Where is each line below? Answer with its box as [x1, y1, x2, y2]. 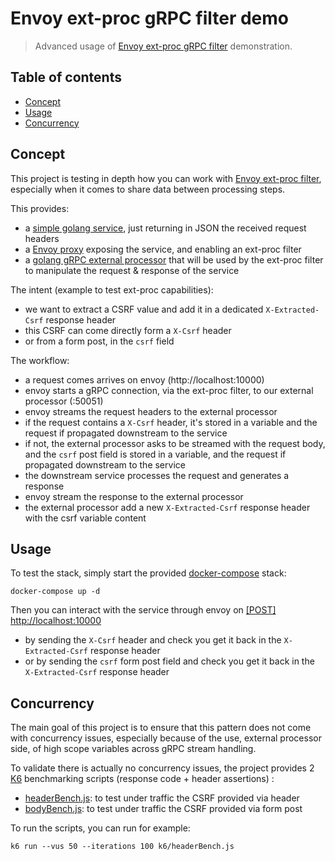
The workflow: [10, 354, 70, 366]
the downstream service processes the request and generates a [24, 469, 290, 481]
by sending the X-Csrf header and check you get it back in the [24, 634, 282, 646]
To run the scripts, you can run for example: [10, 822, 191, 834]
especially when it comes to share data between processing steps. [10, 183, 286, 195]
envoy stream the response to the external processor [24, 490, 244, 502]
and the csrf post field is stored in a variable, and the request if [24, 448, 287, 460]
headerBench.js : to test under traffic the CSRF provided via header [24, 792, 300, 804]
